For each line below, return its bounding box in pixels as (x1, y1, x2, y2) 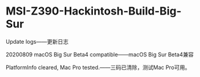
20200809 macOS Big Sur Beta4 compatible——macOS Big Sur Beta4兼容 (6, 50, 194, 58)
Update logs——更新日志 (6, 38, 69, 45)
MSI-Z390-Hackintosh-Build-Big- (6, 4, 182, 18)
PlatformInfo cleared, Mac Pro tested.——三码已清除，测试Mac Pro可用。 (6, 64, 191, 71)
